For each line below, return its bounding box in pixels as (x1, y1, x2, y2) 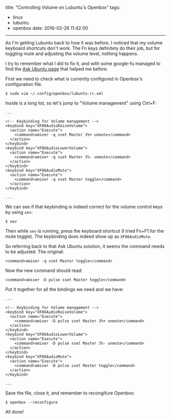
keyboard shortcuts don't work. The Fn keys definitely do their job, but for (5, 45, 160, 51)
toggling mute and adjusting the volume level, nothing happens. (5, 51, 138, 57)
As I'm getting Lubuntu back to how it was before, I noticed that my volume (5, 40, 163, 45)
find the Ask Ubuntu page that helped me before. (5, 66, 108, 72)
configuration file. (5, 81, 42, 87)
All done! (5, 409, 24, 415)
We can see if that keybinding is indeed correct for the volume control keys (5, 204, 163, 210)
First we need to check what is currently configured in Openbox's (5, 76, 142, 82)
